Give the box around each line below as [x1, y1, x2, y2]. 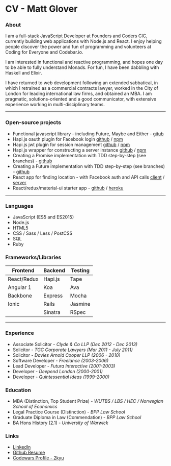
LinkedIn [12, 444, 31, 450]
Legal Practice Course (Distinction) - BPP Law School [12, 409, 126, 415]
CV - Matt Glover [5, 3, 78, 15]
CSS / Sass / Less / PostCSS [12, 230, 73, 236]
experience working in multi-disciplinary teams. [5, 102, 105, 108]
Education [5, 386, 32, 394]
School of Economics [12, 403, 58, 409]
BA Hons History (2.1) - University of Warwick [12, 420, 108, 426]
